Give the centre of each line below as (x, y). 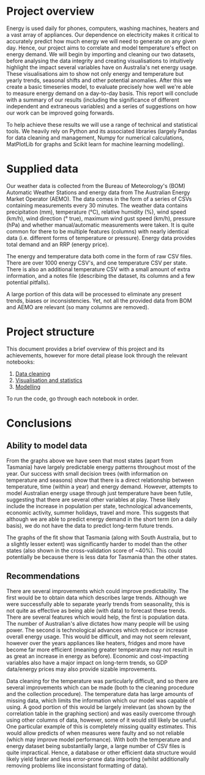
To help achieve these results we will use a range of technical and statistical (102, 124)
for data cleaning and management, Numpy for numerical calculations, (95, 137)
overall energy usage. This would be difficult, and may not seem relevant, (99, 636)
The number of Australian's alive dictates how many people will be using (98, 623)
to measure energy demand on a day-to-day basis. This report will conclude (102, 93)
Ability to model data (47, 446)
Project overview (50, 11)
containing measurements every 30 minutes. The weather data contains (97, 205)
